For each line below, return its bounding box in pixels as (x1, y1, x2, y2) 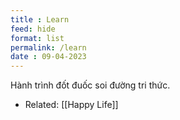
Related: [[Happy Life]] (24, 99, 119, 111)
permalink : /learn (10, 42, 87, 53)
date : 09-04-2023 (10, 52, 87, 62)
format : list (10, 33, 65, 43)
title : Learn (10, 14, 70, 25)
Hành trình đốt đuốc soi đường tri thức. (10, 79, 171, 91)
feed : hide (10, 24, 56, 34)
